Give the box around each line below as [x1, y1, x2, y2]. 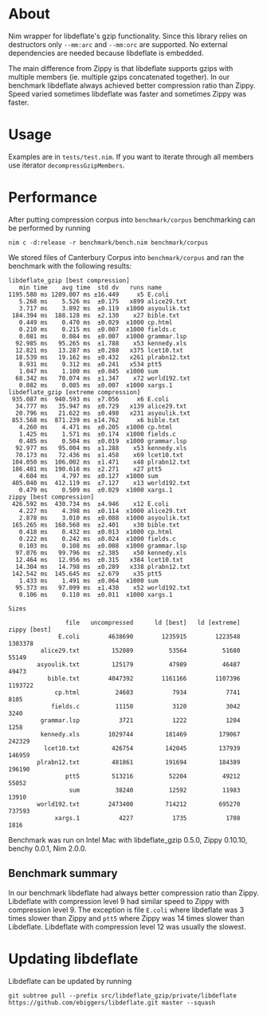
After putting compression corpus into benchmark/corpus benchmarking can [8, 215, 256, 224]
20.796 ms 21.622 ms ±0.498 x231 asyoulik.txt [15, 409, 191, 417]
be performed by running [8, 223, 91, 232]
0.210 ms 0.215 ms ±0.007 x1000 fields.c [18, 325, 177, 334]
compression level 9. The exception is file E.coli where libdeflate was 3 [8, 905, 245, 914]
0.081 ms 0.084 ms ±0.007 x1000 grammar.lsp [18, 332, 187, 340]
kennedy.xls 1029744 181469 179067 [40, 730, 241, 738]
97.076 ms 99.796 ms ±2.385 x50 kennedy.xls [15, 548, 187, 557]
